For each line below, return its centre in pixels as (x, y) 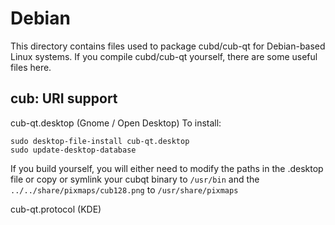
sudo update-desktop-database (73, 150)
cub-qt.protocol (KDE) (56, 209)
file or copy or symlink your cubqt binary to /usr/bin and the (135, 179)
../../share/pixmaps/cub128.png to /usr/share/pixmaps (124, 189)
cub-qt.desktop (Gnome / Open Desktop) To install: (116, 123)
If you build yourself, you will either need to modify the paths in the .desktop (167, 168)
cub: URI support (64, 98)
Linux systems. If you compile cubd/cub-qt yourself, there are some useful (164, 56)
